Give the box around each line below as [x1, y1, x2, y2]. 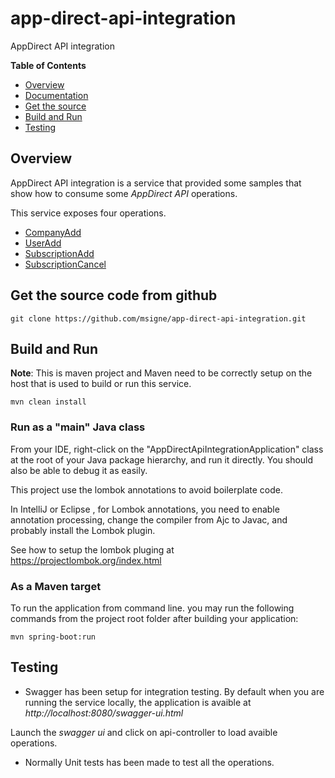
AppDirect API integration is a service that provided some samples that [10, 177, 302, 189]
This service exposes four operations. [10, 207, 167, 219]
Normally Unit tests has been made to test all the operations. [24, 756, 275, 768]
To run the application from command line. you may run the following [10, 602, 295, 614]
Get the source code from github [10, 287, 218, 304]
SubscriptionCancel [24, 258, 107, 270]
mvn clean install [10, 397, 87, 407]
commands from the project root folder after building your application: [10, 612, 299, 624]
